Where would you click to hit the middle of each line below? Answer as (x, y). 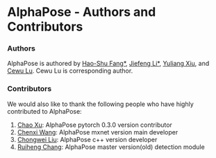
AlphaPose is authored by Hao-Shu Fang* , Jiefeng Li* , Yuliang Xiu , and (108, 64)
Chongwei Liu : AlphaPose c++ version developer (87, 139)
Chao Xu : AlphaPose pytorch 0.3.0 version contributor (94, 125)
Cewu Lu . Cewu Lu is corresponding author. (70, 71)
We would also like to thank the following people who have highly (101, 104)
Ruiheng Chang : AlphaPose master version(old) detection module (111, 147)
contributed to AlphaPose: (44, 111)
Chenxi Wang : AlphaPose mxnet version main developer (98, 132)
